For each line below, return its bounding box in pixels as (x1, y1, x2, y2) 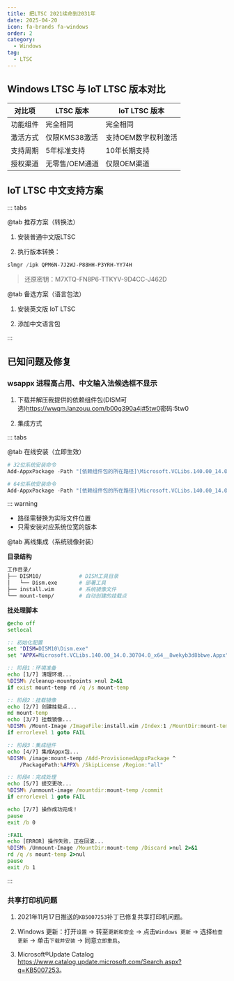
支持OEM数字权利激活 (105, 132, 178, 142)
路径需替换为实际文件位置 (17, 514, 91, 523)
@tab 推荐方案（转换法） (7, 218, 79, 226)
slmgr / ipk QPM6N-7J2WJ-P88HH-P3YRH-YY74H (7, 261, 132, 269)
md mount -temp (7, 710, 49, 717)
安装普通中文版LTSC (17, 233, 76, 241)
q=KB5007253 (17, 966, 60, 975)
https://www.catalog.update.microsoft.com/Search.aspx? (17, 958, 182, 966)
